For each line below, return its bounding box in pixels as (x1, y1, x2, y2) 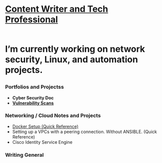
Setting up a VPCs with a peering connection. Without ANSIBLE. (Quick (12, 129, 157, 134)
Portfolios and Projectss (5, 84, 64, 91)
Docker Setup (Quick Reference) (12, 123, 79, 129)
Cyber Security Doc (12, 95, 54, 100)
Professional (5, 14, 58, 25)
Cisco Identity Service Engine (12, 139, 73, 145)
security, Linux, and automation (5, 54, 138, 65)
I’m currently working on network (5, 43, 145, 55)
